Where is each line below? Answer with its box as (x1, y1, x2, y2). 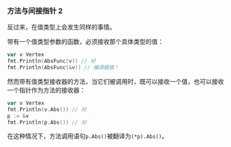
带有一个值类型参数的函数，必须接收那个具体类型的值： (7, 38, 164, 46)
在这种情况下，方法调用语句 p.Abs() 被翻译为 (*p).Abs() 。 (7, 132, 168, 140)
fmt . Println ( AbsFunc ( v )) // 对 (7, 58, 96, 65)
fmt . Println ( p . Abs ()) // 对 (7, 119, 87, 126)
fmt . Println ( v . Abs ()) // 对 (7, 106, 87, 113)
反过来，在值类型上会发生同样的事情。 (7, 23, 115, 32)
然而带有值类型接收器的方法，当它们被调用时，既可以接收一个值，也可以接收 (7, 77, 224, 85)
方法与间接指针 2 (7, 5, 63, 15)
